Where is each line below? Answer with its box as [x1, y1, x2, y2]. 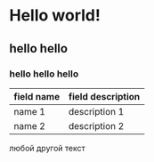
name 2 [13, 119, 46, 132]
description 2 [68, 119, 125, 132]
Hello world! [9, 5, 101, 26]
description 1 [68, 105, 125, 117]
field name [13, 90, 61, 102]
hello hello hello [9, 68, 79, 80]
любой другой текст [9, 142, 86, 153]
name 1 [13, 105, 46, 117]
